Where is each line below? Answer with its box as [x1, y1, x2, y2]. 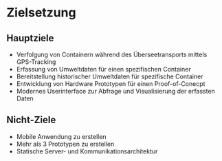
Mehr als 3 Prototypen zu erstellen [16, 140, 115, 148]
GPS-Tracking [16, 58, 56, 66]
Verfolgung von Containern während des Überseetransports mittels [16, 50, 208, 58]
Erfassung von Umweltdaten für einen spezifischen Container [16, 65, 191, 73]
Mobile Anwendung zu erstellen [16, 132, 107, 140]
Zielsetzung [6, 5, 76, 21]
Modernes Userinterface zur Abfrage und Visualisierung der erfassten [16, 87, 216, 95]
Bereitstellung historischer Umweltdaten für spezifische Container [16, 72, 203, 80]
